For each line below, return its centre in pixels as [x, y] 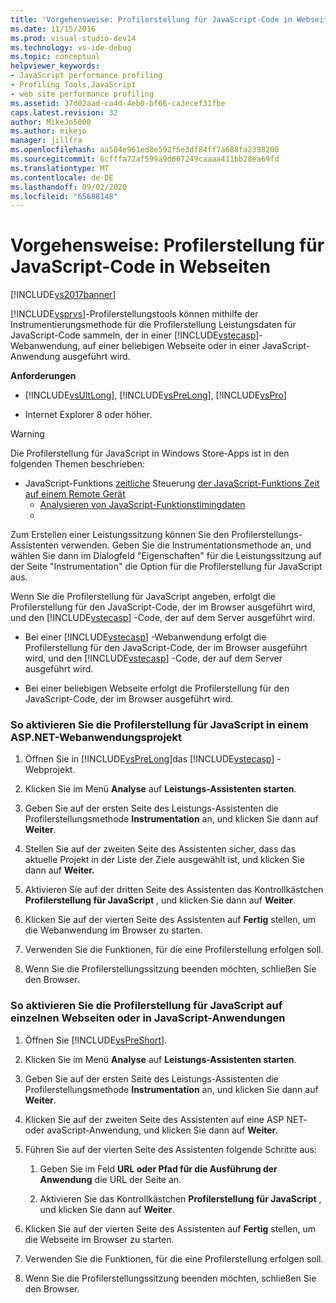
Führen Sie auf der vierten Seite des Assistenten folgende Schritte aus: [170, 1149]
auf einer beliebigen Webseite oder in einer [171, 346]
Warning [27, 434]
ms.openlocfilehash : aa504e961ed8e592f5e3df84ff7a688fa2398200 [145, 150]
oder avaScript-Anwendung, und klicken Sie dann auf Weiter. [151, 1130]
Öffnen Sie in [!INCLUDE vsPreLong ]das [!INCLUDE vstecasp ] [149, 759]
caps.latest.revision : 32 [64, 112]
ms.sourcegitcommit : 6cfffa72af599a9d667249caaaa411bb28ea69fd [145, 159]
